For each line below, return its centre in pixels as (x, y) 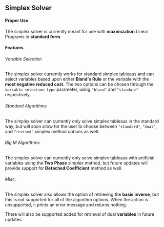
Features (14, 48)
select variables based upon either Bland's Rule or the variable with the (77, 79)
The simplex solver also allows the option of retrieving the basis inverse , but (82, 194)
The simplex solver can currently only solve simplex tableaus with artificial (80, 158)
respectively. (18, 95)
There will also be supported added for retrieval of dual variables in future (80, 214)
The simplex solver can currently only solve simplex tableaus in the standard (82, 121)
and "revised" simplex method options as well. (52, 131)
